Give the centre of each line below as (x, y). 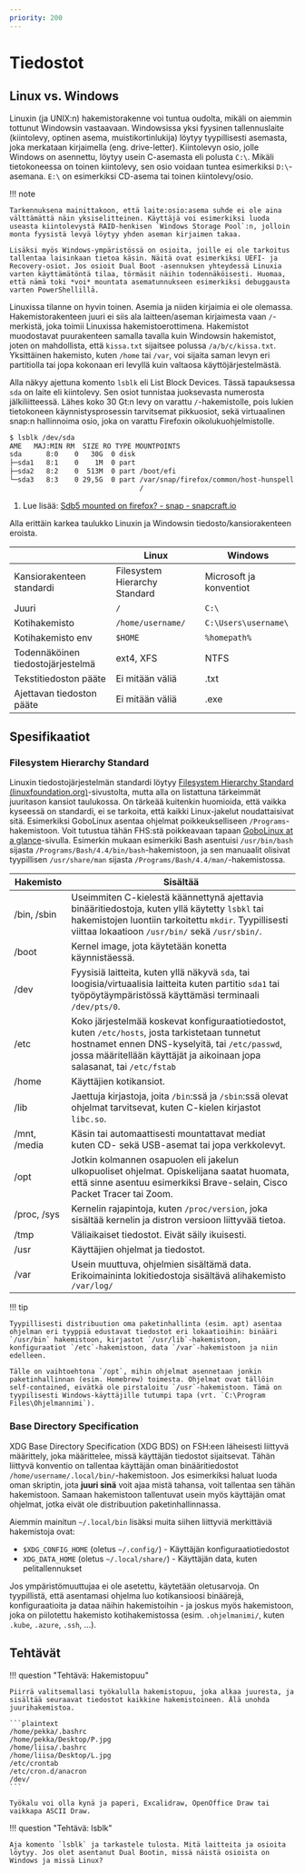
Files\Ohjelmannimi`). (52, 1404)
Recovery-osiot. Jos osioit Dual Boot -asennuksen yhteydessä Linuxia (146, 266)
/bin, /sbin (35, 914)
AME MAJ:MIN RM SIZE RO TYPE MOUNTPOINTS (95, 446)
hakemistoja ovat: (42, 1531)
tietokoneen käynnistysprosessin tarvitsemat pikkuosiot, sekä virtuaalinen (148, 411)
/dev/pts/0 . (96, 1007)
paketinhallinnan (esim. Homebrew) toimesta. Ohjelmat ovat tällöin (142, 1380)
